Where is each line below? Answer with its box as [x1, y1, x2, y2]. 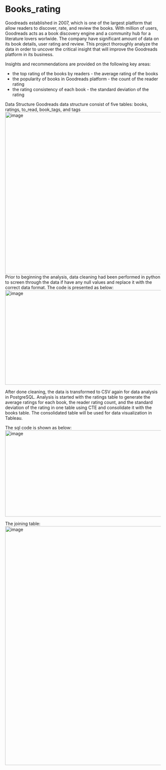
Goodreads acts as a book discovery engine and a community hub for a [5, 30, 151, 36]
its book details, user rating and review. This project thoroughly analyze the [5, 41, 158, 47]
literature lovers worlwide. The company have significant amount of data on [5, 36, 159, 42]
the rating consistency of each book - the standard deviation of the [12, 86, 149, 92]
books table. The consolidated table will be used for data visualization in [5, 410, 152, 415]
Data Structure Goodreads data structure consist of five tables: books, [5, 101, 148, 107]
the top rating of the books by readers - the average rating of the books [12, 70, 158, 76]
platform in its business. [5, 51, 54, 57]
